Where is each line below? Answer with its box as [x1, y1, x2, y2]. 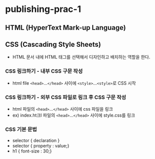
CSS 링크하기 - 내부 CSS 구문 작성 [5, 68, 83, 75]
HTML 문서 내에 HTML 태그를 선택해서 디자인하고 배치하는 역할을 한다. [12, 54, 151, 60]
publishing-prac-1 [5, 3, 81, 15]
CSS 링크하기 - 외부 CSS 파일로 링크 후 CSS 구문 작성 [5, 94, 126, 101]
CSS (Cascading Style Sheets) [5, 40, 101, 48]
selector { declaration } [12, 138, 60, 144]
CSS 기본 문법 [5, 126, 37, 133]
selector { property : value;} [12, 143, 70, 149]
